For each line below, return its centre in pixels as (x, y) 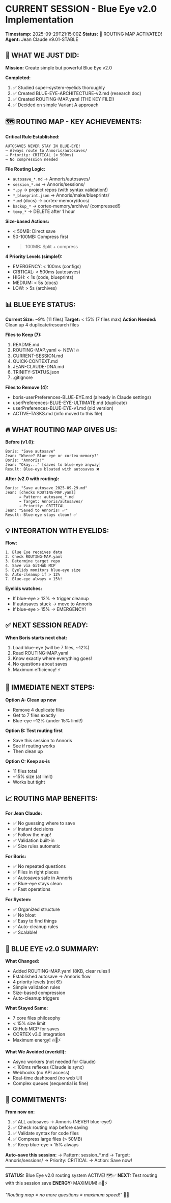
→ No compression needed (32, 159)
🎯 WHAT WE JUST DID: (42, 55)
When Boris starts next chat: (36, 638)
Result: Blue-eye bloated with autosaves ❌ (52, 469)
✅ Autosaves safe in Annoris (42, 878)
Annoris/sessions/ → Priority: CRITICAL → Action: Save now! (69, 1161)
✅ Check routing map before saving (50, 1127)
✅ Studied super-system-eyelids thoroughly (59, 87)
